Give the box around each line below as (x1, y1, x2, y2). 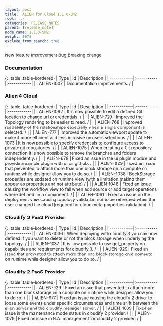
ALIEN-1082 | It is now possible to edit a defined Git (38, 109, 143, 115)
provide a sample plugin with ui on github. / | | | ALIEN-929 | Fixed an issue (5, 161, 156, 166)
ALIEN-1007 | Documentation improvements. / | (38, 81, 134, 87)
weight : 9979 (5, 35, 32, 39)
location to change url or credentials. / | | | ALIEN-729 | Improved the (5, 114, 143, 120)
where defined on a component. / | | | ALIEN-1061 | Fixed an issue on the (5, 192, 151, 198)
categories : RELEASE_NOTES (5, 20, 60, 26)
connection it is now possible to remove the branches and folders (5, 150, 136, 156)
